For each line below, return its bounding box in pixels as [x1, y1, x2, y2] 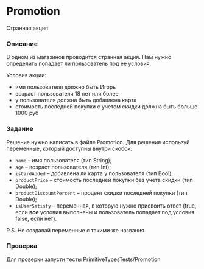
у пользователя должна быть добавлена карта [15, 96, 137, 104]
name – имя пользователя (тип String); [15, 156, 112, 164]
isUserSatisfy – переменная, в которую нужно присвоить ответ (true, [15, 202, 197, 209]
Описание [6, 40, 38, 48]
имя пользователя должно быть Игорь [15, 83, 116, 91]
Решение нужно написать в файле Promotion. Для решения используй [6, 138, 190, 145]
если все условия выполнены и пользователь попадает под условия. [15, 208, 196, 215]
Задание [6, 125, 33, 133]
